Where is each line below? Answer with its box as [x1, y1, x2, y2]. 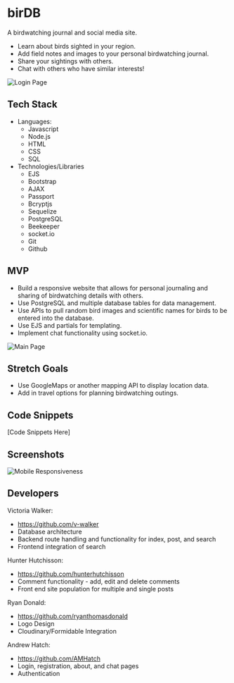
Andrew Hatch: [7, 640, 51, 649]
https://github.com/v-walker [17, 519, 100, 528]
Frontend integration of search [17, 542, 106, 550]
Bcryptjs [27, 199, 53, 208]
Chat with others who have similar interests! [17, 64, 145, 73]
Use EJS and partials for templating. [17, 321, 122, 329]
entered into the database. [17, 314, 95, 322]
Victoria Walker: [7, 506, 53, 515]
